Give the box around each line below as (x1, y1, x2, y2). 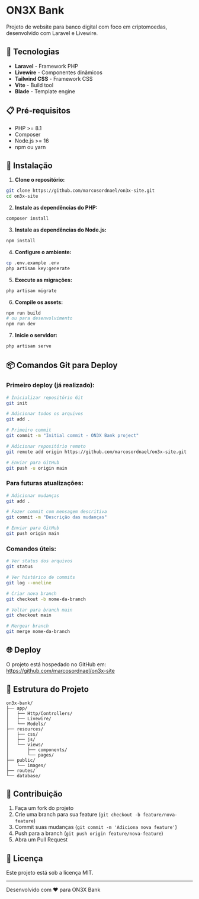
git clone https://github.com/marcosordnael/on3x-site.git (6, 188, 155, 194)
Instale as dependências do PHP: (14, 204, 98, 211)
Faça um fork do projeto (14, 805, 74, 812)
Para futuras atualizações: (6, 479, 84, 488)
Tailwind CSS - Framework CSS (14, 75, 93, 82)
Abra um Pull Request (14, 836, 68, 843)
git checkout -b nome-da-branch (6, 596, 86, 602)
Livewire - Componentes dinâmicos (14, 69, 102, 76)
